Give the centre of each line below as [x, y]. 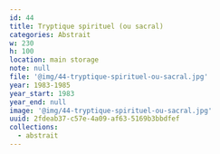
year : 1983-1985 [40, 85]
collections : [34, 128]
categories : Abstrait [50, 34]
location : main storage [54, 60]
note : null [30, 69]
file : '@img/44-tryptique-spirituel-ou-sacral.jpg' [109, 77]
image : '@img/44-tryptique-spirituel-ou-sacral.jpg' [111, 111]
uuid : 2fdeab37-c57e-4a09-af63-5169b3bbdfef [95, 119]
